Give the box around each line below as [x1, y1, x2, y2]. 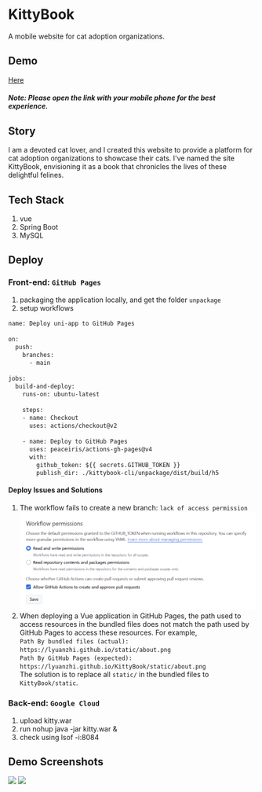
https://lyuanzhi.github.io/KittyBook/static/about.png [19, 663, 206, 671]
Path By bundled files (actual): [19, 638, 129, 646]
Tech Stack [8, 193, 64, 206]
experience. [8, 101, 49, 111]
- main [28, 359, 51, 367]
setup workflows [19, 303, 75, 312]
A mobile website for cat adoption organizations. [8, 31, 166, 41]
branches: [22, 351, 55, 359]
